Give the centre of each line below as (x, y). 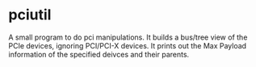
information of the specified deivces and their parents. (99, 54)
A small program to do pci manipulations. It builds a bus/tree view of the (128, 37)
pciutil (30, 15)
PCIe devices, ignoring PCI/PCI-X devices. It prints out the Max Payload (128, 45)
